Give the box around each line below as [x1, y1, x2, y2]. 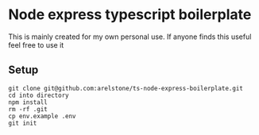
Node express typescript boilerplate [8, 6, 252, 24]
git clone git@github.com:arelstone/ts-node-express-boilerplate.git [8, 84, 244, 92]
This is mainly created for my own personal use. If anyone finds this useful [8, 32, 252, 41]
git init [8, 119, 37, 127]
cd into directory [8, 91, 69, 99]
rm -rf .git [8, 105, 48, 113]
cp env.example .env [8, 112, 77, 120]
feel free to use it [8, 40, 64, 49]
